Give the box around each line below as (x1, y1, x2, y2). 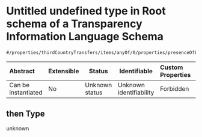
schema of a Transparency (6, 17, 142, 31)
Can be (9, 81, 30, 89)
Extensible (47, 67, 79, 75)
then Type (6, 109, 45, 119)
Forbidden (160, 84, 189, 93)
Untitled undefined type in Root (6, 4, 167, 18)
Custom (160, 63, 183, 72)
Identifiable (119, 67, 153, 75)
